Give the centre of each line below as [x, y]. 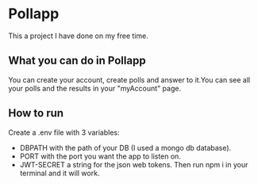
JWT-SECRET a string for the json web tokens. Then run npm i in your [134, 164]
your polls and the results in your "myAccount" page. [94, 88]
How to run [36, 113]
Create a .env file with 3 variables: [64, 132]
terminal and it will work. [60, 173]
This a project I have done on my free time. [78, 36]
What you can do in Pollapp [77, 61]
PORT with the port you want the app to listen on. [100, 156]
